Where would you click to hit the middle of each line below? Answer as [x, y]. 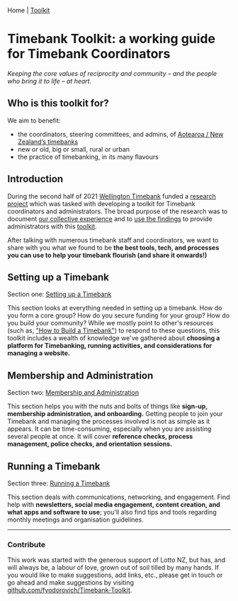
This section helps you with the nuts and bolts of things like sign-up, [107, 406]
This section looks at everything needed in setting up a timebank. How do [115, 308]
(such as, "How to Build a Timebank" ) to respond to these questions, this [114, 331]
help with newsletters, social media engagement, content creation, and [114, 505]
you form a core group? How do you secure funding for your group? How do [119, 315]
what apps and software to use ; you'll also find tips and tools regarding [112, 512]
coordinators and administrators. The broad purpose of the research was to [118, 211]
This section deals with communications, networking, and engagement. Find [119, 497]
